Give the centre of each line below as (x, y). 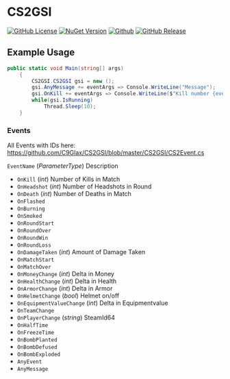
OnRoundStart (36, 223)
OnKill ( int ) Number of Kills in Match (68, 180)
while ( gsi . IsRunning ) (63, 100)
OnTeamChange (36, 311)
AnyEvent (29, 362)
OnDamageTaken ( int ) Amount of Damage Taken (81, 252)
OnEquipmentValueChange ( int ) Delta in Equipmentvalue (92, 303)
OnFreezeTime (36, 333)
